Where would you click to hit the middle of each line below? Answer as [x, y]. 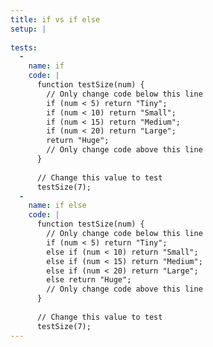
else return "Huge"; [89, 280]
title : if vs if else [55, 19]
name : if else [57, 206]
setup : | [28, 29]
